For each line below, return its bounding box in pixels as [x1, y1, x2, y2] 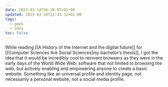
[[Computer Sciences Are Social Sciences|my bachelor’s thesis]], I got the [5, 49, 158, 55]
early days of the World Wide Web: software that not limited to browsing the [5, 60, 162, 66]
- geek [10, 21, 24, 26]
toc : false [5, 30, 28, 35]
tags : [5, 16, 17, 21]
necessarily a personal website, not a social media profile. [5, 76, 125, 82]
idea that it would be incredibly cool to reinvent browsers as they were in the [5, 55, 163, 60]
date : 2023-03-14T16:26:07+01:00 [5, 7, 75, 12]
